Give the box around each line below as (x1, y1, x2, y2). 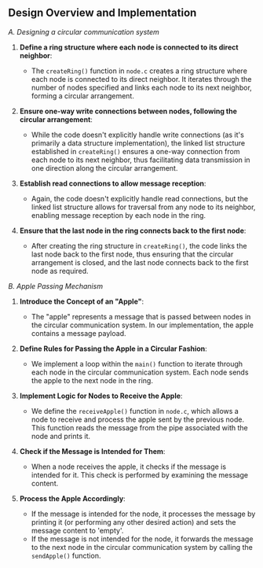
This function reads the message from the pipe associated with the (31, 422, 249, 432)
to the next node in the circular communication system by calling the (31, 542, 253, 551)
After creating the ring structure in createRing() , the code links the (31, 241, 247, 250)
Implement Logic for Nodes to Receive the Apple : (19, 391, 183, 400)
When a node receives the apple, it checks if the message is (31, 462, 226, 471)
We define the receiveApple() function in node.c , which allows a (31, 406, 239, 415)
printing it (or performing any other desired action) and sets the (31, 517, 236, 526)
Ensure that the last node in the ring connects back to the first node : (19, 226, 247, 235)
